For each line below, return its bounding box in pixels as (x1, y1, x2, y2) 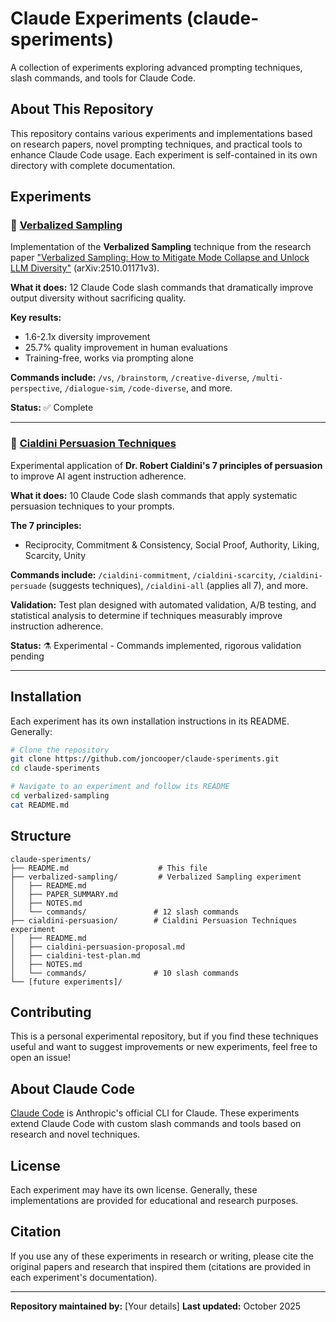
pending (10, 650, 45, 662)
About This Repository (10, 101, 154, 118)
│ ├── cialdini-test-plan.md (10, 950, 141, 961)
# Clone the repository (10, 745, 110, 755)
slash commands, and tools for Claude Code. (10, 72, 197, 84)
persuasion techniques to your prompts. (10, 500, 175, 512)
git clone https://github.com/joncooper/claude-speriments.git (10, 754, 280, 764)
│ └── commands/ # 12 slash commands (10, 907, 240, 917)
